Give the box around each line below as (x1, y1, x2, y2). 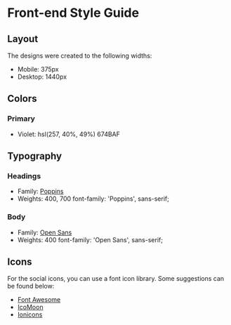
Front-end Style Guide (7, 5, 139, 21)
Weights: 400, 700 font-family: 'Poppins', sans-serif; (17, 194, 170, 203)
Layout (7, 33, 39, 45)
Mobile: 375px (17, 65, 59, 73)
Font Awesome (17, 296, 61, 304)
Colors (7, 93, 37, 105)
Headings (7, 171, 41, 180)
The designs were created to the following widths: (7, 51, 152, 60)
